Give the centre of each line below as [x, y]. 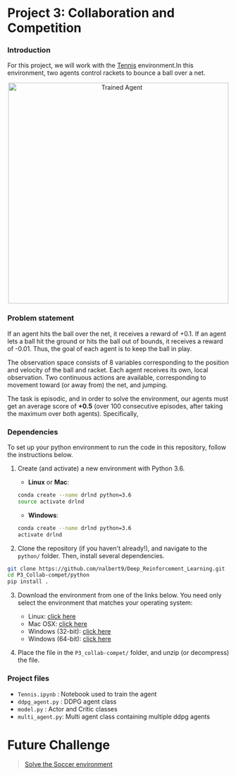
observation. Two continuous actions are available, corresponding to [107, 377]
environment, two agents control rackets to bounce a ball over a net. [106, 73]
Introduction [29, 50]
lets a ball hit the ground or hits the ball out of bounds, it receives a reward [115, 341]
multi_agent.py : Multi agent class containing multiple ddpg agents [113, 716]
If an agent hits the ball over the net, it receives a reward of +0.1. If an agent [117, 333]
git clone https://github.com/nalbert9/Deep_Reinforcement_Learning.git [116, 569]
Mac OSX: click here [58, 624]
